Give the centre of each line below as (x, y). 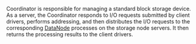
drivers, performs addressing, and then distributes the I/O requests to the (98, 21)
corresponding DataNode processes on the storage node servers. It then (98, 28)
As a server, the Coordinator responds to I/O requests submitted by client (98, 15)
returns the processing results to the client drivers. (70, 34)
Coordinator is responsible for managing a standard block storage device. (99, 9)
